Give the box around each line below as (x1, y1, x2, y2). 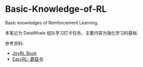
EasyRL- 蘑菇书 (12, 56, 43, 62)
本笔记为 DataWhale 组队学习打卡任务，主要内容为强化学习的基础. (5, 30, 139, 35)
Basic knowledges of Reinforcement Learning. (5, 20, 99, 26)
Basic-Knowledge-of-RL (5, 3, 107, 15)
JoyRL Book (12, 50, 37, 56)
